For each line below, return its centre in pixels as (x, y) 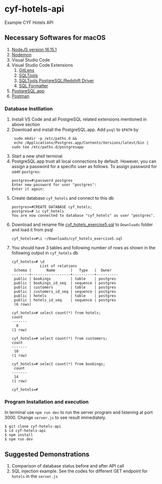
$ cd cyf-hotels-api (25, 431)
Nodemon (22, 55)
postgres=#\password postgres (42, 181)
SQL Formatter (33, 86)
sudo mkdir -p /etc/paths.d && (45, 139)
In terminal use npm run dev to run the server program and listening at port (79, 412)
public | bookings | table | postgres (65, 279)
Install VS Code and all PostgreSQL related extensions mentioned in (79, 119)
